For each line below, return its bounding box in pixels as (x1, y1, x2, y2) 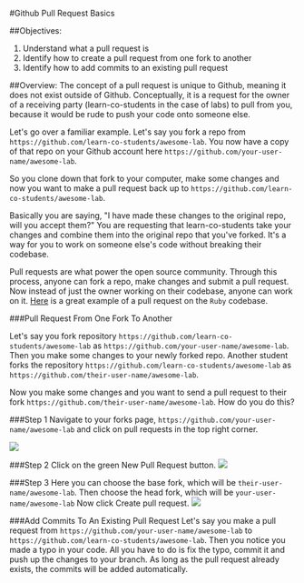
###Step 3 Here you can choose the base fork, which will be (9, 477, 236, 488)
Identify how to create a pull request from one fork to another (22, 53, 252, 63)
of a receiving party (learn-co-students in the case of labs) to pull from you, (9, 99, 293, 110)
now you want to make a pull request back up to (9, 183, 189, 194)
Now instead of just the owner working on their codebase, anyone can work (9, 286, 293, 297)
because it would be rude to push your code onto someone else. (9, 109, 251, 119)
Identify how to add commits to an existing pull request (22, 63, 229, 73)
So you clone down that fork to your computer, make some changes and (9, 173, 279, 184)
